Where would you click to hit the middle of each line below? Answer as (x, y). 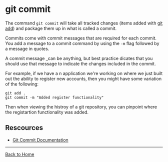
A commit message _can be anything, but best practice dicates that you (79, 58)
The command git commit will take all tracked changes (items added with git (84, 23)
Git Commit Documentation (40, 140)
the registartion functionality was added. (47, 112)
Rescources (24, 128)
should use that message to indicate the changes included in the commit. (80, 63)
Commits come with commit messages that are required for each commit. (81, 38)
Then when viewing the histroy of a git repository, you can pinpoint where (81, 106)
